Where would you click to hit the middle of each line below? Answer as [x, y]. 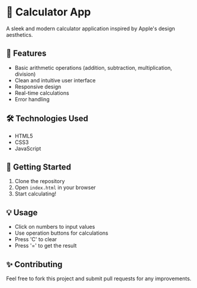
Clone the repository [40, 181]
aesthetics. [20, 34]
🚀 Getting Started [39, 167]
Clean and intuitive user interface [55, 80]
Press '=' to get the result [46, 246]
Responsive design [38, 87]
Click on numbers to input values [55, 227]
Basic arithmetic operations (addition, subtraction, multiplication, [93, 68]
